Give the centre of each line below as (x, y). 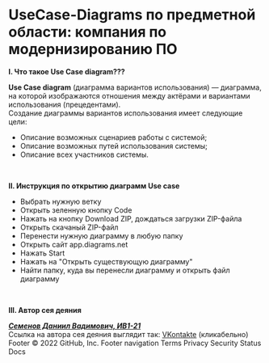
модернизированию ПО (93, 49)
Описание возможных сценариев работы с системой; (113, 137)
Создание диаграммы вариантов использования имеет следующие (126, 113)
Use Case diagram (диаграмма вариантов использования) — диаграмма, (135, 87)
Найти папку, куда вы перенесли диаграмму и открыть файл (125, 270)
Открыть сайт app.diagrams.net (74, 244)
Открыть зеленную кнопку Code (76, 210)
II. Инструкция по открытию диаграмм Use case (94, 186)
